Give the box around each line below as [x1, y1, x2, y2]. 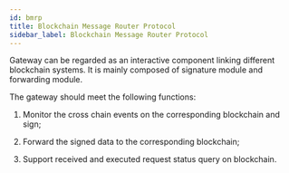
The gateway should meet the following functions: [9, 91, 197, 102]
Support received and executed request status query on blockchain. [22, 154, 277, 165]
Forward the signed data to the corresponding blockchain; [22, 137, 240, 148]
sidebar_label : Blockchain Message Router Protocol [9, 30, 208, 39]
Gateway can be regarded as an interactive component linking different [9, 55, 275, 66]
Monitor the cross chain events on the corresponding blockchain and [22, 110, 281, 120]
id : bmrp [9, 13, 43, 23]
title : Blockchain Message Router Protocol [9, 22, 177, 31]
